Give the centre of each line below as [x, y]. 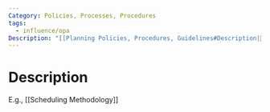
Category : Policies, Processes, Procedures [82, 16]
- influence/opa [43, 30]
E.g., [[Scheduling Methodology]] [63, 100]
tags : [17, 23]
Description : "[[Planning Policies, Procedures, [91, 38]
